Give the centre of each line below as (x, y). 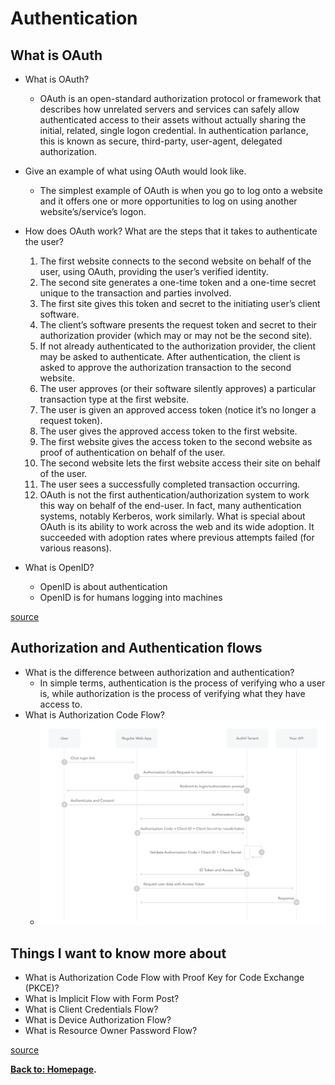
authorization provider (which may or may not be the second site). (176, 335)
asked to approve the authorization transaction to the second (165, 367)
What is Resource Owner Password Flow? (111, 1031)
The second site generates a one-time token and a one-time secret (178, 282)
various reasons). (75, 548)
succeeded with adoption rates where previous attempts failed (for (177, 537)
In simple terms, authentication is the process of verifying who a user (182, 683)
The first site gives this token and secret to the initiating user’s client (180, 303)
